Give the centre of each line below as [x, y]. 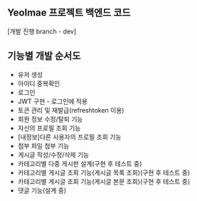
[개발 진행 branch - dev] [42, 31]
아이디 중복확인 [39, 83]
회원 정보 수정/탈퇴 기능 [50, 119]
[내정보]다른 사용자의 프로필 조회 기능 [69, 137]
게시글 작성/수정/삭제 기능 [53, 155]
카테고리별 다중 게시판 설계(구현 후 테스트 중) [80, 163]
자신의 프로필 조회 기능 [49, 128]
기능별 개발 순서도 [44, 56]
